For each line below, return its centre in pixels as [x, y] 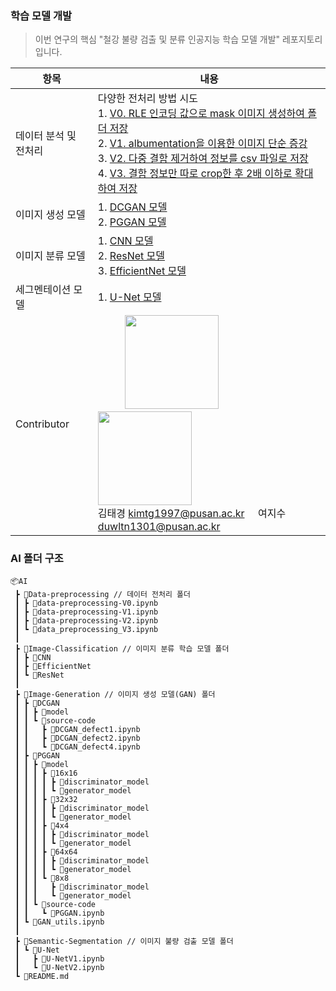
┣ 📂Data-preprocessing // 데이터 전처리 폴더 [102, 594]
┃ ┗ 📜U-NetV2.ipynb [59, 967]
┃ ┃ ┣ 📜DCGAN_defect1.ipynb [77, 729]
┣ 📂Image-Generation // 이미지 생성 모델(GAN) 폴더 [115, 694]
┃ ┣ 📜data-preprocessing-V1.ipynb [86, 612]
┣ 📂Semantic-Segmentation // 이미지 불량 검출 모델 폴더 [124, 941]
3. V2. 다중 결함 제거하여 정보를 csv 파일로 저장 [203, 159]
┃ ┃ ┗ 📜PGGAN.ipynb [59, 913]
